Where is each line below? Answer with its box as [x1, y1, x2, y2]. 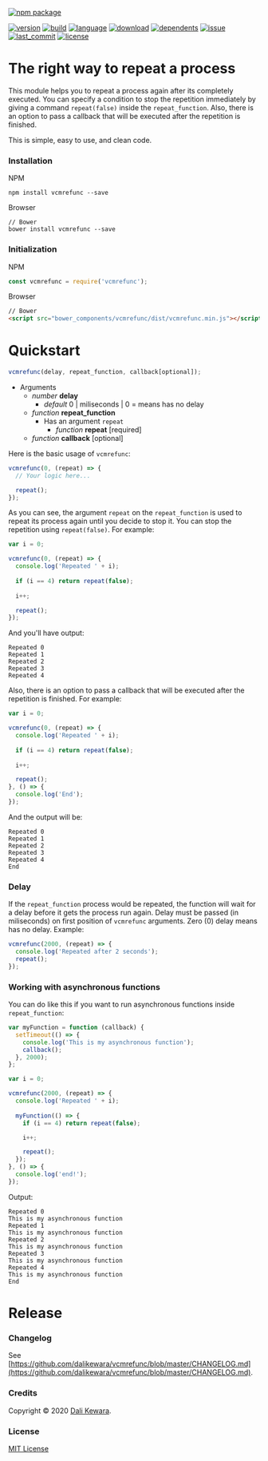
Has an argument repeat [43, 416, 124, 426]
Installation [8, 155, 53, 166]
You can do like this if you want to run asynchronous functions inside [8, 999, 235, 1010]
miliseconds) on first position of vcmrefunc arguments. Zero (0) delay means [8, 916, 258, 926]
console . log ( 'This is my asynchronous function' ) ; [22, 1038, 195, 1046]
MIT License [8, 1443, 49, 1453]
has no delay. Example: [8, 925, 85, 935]
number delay [31, 391, 78, 400]
